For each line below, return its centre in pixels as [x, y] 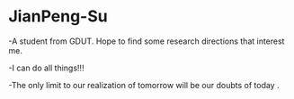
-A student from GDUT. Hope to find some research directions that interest [147, 41]
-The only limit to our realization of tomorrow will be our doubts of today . [144, 85]
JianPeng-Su [58, 16]
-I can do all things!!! [46, 68]
